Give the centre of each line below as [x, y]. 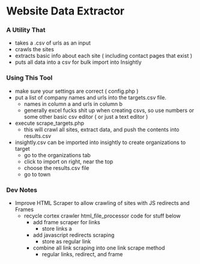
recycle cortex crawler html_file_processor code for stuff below [102, 216]
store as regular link [66, 242]
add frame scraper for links [66, 222]
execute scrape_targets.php [50, 123]
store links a [57, 229]
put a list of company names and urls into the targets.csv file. [91, 97]
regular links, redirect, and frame [82, 254]
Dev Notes [22, 190]
